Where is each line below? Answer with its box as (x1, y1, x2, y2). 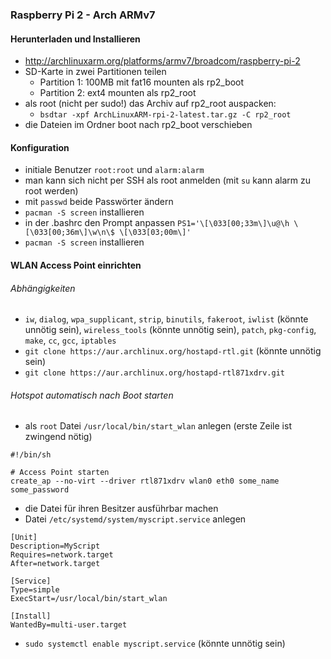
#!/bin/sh (10, 450, 52, 460)
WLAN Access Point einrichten (10, 259, 142, 271)
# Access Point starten (10, 468, 110, 478)
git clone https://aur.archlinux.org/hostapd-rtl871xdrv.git (24, 368, 286, 378)
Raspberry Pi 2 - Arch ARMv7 (10, 8, 156, 22)
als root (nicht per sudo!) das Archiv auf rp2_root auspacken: (24, 98, 277, 110)
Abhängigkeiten (10, 282, 76, 294)
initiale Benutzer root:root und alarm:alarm (24, 164, 205, 176)
